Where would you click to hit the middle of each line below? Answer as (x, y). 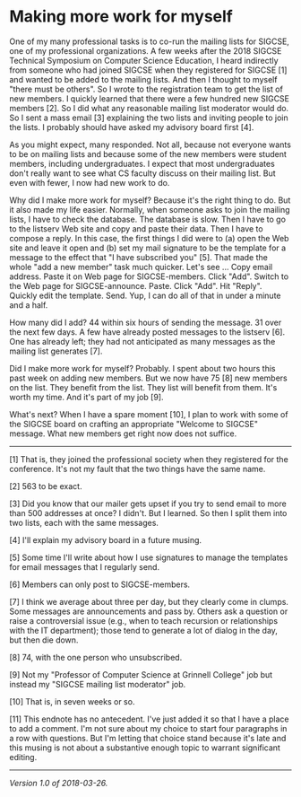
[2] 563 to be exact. (46, 486)
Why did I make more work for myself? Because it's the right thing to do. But (150, 200)
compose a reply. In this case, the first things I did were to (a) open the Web (149, 238)
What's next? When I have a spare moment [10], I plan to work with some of (149, 414)
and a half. (29, 305)
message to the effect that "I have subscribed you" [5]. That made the (139, 257)
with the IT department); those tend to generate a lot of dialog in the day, (143, 630)
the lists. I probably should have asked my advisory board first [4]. (132, 127)
